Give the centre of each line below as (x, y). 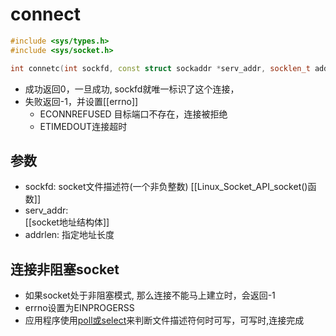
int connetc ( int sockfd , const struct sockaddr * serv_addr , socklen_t (160, 68)
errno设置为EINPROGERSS (79, 308)
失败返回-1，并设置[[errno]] (81, 101)
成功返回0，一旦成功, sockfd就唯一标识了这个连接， (132, 89)
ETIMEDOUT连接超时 (83, 126)
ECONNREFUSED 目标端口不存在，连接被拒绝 (133, 114)
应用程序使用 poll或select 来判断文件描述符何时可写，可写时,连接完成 (164, 320)
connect (45, 14)
